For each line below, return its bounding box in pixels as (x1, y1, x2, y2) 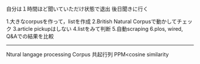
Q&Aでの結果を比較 (6, 33, 54, 40)
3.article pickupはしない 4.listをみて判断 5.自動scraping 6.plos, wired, (12, 25, 183, 32)
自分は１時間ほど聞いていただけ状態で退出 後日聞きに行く (6, 5, 149, 12)
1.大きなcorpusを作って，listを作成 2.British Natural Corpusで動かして (6, 18, 177, 25)
